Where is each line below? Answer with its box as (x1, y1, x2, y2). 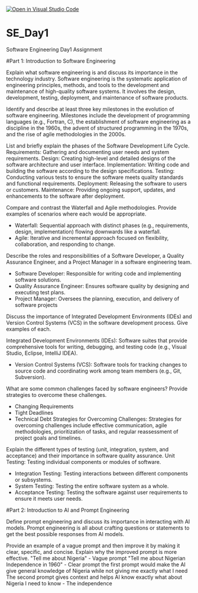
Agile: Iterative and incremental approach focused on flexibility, (14, 234, 169, 241)
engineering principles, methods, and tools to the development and (6, 81, 170, 88)
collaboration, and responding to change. (14, 241, 115, 248)
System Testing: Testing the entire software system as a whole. (14, 482, 169, 489)
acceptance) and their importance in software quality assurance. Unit (6, 452, 176, 459)
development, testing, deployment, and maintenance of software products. (6, 94, 189, 101)
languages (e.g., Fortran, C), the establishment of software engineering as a (6, 118, 191, 125)
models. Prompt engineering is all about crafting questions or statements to (6, 524, 190, 531)
